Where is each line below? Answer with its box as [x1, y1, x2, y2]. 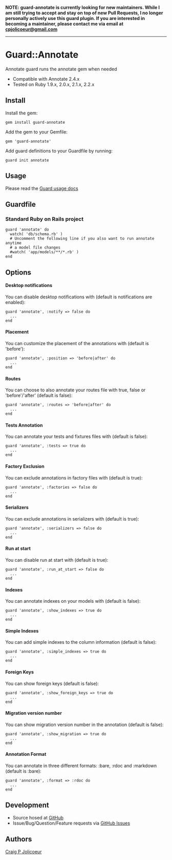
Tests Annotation [5, 422, 43, 428]
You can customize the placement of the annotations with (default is [5, 340, 149, 347]
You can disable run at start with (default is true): [5, 557, 109, 563]
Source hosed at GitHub [12, 814, 64, 820]
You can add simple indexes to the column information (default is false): [5, 639, 157, 645]
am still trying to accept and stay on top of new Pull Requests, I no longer [5, 10, 163, 16]
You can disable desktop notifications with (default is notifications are [5, 294, 153, 300]
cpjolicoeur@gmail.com [5, 26, 58, 32]
